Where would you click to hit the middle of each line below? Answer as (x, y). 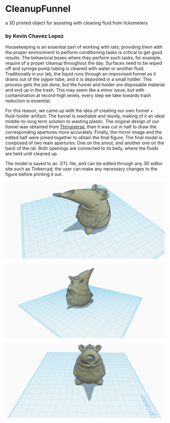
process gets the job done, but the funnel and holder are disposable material (85, 85)
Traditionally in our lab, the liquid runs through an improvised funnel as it (81, 74)
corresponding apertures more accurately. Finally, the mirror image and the (83, 132)
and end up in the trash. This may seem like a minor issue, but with (75, 90)
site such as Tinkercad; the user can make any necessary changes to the (81, 169)
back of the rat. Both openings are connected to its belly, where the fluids (82, 148)
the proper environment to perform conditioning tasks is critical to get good (84, 52)
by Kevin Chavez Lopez (35, 36)
